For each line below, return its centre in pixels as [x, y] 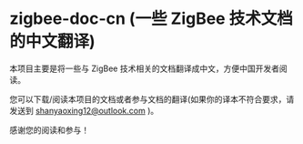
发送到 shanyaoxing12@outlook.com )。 [84, 110]
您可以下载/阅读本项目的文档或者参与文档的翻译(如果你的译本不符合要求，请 [152, 99]
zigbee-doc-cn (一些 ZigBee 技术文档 [151, 19]
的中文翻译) [52, 41]
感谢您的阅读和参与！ [49, 129]
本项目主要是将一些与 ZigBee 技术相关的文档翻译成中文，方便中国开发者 [145, 68]
